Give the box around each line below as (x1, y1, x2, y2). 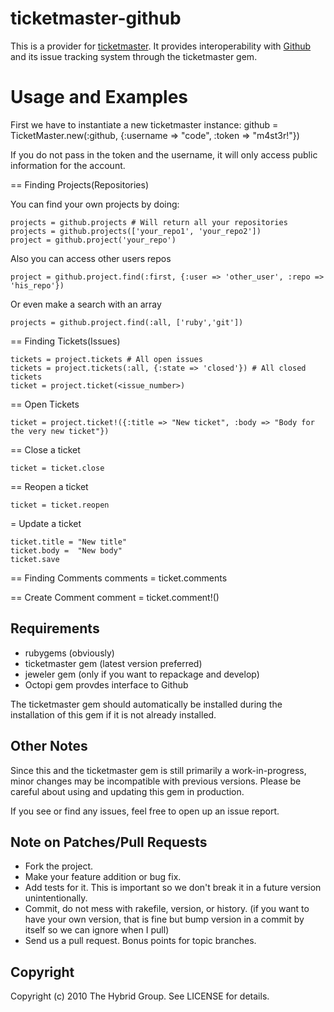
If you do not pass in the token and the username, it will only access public (10, 148, 318, 161)
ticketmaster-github (10, 7, 182, 30)
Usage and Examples (10, 86, 189, 109)
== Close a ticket (10, 443, 81, 456)
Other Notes (10, 738, 88, 755)
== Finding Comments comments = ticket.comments (10, 572, 228, 584)
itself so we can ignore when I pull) (24, 924, 170, 936)
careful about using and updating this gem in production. (10, 785, 245, 797)
